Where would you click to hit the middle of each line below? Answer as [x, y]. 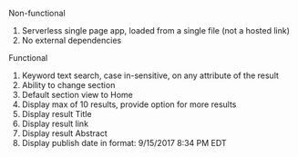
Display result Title [57, 114]
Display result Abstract [64, 133]
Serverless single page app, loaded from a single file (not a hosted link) [156, 30]
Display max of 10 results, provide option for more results [129, 104]
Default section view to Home [77, 95]
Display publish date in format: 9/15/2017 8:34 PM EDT [124, 143]
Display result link [55, 123]
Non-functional [37, 13]
